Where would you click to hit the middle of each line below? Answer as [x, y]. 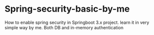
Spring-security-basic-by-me [67, 9]
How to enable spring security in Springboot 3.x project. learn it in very [77, 22]
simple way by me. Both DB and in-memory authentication [64, 27]
